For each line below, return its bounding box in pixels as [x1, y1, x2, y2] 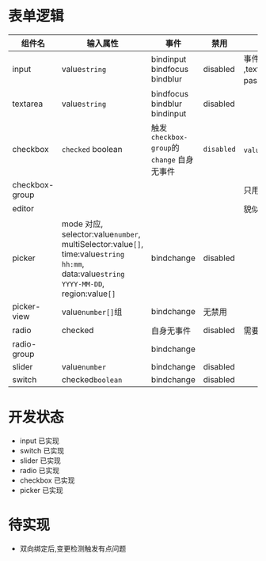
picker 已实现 [19, 485, 63, 495]
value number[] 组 [62, 306, 123, 317]
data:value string [62, 268, 125, 279]
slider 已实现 [19, 456, 61, 465]
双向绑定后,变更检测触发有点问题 [19, 544, 127, 553]
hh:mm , [62, 258, 85, 269]
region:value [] [62, 288, 116, 299]
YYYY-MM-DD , [62, 278, 105, 289]
